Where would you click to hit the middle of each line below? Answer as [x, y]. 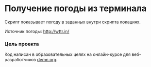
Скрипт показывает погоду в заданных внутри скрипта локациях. [73, 22]
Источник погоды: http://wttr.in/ [37, 31]
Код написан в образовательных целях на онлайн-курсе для [67, 54]
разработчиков [20, 60]
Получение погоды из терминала [75, 8]
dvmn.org [47, 60]
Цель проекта [22, 44]
